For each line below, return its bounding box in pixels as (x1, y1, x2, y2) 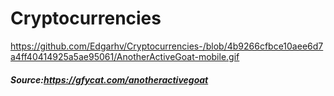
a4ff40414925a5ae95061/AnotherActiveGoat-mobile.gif (10, 50, 240, 62)
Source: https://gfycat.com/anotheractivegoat (10, 73, 209, 86)
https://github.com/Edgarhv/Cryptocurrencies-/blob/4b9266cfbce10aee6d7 (10, 40, 324, 52)
